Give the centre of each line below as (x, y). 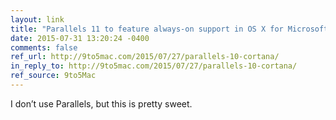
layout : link (37, 19)
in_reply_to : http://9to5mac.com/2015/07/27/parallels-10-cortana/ (154, 66)
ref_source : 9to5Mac (53, 76)
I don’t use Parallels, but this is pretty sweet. (101, 103)
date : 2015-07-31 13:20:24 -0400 (80, 38)
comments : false (44, 47)
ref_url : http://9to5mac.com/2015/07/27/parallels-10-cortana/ (145, 57)
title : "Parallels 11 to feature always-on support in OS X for (147, 29)
